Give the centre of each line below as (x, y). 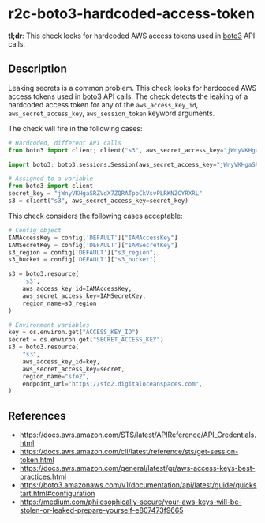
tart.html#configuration (57, 494)
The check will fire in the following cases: (76, 128)
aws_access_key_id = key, (62, 361)
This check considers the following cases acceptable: (95, 216)
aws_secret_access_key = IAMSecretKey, (84, 296)
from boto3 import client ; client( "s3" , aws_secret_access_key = (116, 150)
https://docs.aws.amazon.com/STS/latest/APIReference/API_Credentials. (138, 435)
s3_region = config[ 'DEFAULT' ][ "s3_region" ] (82, 252)
